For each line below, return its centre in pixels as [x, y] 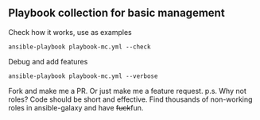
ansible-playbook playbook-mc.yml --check [80, 47]
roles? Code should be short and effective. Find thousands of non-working [130, 99]
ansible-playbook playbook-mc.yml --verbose [83, 76]
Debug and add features [48, 61]
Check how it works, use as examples [70, 32]
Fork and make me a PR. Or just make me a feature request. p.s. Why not [127, 91]
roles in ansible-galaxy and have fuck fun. [76, 107]
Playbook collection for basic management [116, 13]
